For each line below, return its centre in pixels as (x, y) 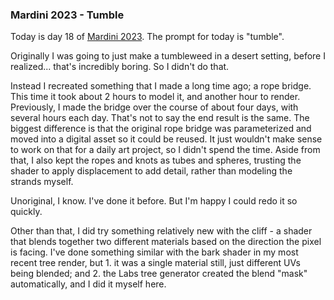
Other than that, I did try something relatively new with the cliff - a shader (161, 231)
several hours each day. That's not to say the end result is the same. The (160, 118)
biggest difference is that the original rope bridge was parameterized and (161, 129)
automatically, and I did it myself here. (88, 284)
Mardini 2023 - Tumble (67, 15)
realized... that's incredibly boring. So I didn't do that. (120, 67)
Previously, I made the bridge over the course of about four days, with (154, 107)
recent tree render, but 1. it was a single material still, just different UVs (155, 263)
